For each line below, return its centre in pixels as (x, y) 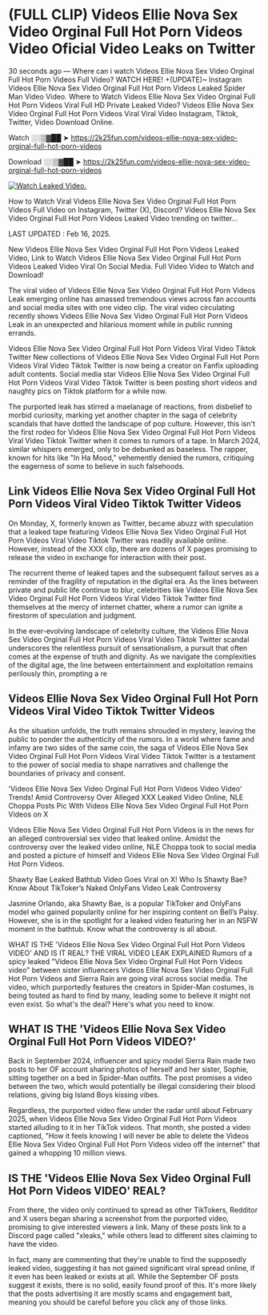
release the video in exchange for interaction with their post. (107, 557)
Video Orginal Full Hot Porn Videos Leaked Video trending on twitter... (123, 218)
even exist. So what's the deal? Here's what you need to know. (111, 1004)
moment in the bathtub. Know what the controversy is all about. (113, 929)
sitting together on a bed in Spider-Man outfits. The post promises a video (130, 1078)
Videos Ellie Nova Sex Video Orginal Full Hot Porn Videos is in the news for (131, 829)
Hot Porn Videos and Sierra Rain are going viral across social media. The (128, 978)
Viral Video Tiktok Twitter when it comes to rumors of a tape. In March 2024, (134, 440)
